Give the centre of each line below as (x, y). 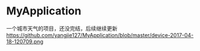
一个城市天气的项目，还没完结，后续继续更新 (62, 28)
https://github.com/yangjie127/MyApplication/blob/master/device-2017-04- (100, 35)
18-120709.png (25, 41)
